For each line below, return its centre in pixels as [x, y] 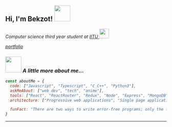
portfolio [14, 46]
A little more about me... [53, 71]
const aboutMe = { [25, 81]
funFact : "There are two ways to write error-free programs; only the [87, 110]
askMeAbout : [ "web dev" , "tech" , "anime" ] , [57, 91]
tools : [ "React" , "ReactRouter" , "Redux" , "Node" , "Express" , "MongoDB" [89, 95]
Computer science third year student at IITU [52, 36]
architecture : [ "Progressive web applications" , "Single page [78, 100]
